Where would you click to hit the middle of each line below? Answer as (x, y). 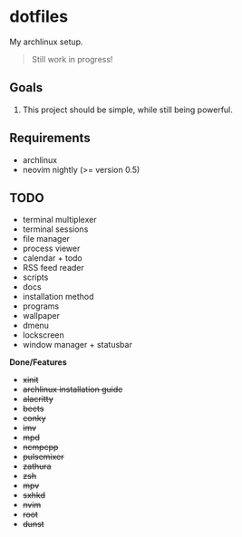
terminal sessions (55, 229)
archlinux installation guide (73, 389)
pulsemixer (44, 457)
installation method (58, 297)
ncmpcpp (40, 447)
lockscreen (44, 335)
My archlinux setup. (46, 42)
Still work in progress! (72, 59)
